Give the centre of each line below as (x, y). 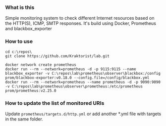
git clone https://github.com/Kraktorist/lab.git (57, 56)
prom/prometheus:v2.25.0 (31, 90)
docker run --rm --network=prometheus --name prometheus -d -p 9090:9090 (83, 82)
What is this (20, 7)
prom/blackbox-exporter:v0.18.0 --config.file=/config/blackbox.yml (77, 78)
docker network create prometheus (41, 65)
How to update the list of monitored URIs (55, 103)
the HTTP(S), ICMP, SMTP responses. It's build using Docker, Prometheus (81, 23)
